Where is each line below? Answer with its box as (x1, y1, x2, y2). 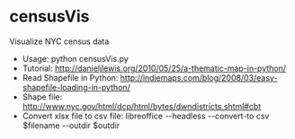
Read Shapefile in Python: (22, 72, 119, 83)
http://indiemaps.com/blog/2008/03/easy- (120, 72, 278, 83)
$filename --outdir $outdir (22, 119, 120, 131)
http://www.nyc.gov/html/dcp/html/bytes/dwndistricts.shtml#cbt (22, 100, 262, 111)
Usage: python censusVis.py (22, 53, 129, 64)
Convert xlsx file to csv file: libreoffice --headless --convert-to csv (22, 110, 270, 121)
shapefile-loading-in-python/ (22, 82, 130, 92)
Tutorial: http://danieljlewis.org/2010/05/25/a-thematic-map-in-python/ (22, 63, 286, 74)
